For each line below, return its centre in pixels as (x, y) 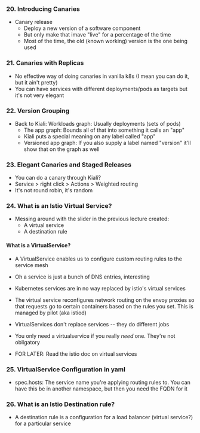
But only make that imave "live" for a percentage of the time (97, 35)
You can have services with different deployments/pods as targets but (101, 89)
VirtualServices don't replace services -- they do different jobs (92, 324)
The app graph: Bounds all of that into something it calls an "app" (104, 130)
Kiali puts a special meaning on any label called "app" (90, 136)
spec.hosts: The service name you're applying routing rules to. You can (103, 382)
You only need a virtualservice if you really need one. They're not (95, 336)
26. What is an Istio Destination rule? (61, 404)
